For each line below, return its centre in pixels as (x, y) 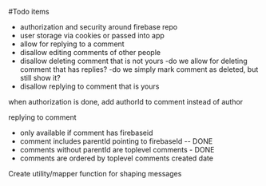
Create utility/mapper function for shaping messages (95, 174)
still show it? (40, 78)
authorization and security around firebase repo (99, 27)
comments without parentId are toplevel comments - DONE (117, 150)
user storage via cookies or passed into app (92, 36)
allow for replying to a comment (72, 44)
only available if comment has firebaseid (86, 133)
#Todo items (29, 12)
